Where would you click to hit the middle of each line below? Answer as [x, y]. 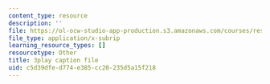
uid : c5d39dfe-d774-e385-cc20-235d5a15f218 [82, 68]
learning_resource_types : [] [57, 46]
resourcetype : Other [43, 53]
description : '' [35, 23]
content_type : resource [48, 16]
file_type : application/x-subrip [64, 38]
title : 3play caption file [53, 61]
